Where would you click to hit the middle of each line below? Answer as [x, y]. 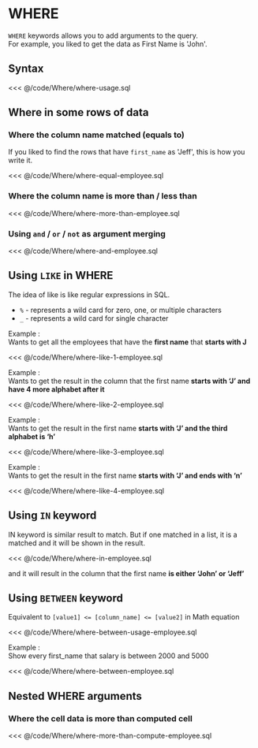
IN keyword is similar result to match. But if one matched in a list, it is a [123, 534]
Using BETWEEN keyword [66, 599]
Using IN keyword [52, 516]
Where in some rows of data [79, 112]
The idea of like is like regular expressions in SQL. [89, 294]
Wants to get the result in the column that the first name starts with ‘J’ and [129, 381]
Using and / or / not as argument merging [87, 233]
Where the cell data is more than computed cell [101, 718]
